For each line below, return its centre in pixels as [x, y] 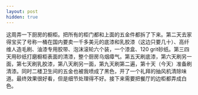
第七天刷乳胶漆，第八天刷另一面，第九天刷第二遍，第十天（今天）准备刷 [104, 64]
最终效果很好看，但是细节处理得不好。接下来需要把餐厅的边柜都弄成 [99, 78]
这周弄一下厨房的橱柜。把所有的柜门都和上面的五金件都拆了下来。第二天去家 [99, 34]
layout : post [22, 11]
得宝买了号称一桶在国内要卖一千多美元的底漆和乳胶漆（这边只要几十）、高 [95, 42]
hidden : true [22, 17]
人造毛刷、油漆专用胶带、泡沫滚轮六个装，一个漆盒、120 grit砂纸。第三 [98, 49]
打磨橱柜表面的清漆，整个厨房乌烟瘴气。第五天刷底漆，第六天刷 [104, 56]
